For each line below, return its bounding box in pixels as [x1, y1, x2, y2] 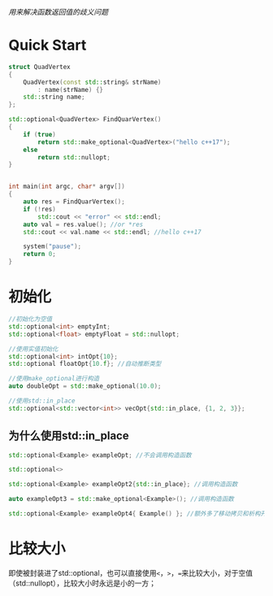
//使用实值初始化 [8, 345, 58, 353]
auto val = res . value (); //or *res [23, 220, 144, 228]
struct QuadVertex [8, 63, 71, 71]
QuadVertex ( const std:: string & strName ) [23, 78, 162, 86]
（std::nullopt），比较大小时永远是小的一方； [8, 578, 157, 588]
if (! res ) [23, 205, 57, 213]
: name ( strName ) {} [37, 85, 104, 94]
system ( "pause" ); [23, 242, 82, 250]
